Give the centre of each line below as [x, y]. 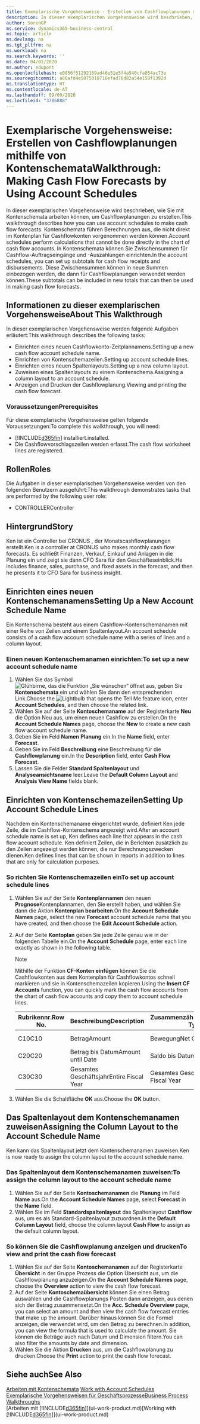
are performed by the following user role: [57, 496]
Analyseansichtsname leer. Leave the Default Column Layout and [96, 775]
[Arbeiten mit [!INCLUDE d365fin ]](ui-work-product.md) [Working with [91, 1408]
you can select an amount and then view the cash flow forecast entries [102, 1311]
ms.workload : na [26, 51]
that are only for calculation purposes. [53, 862]
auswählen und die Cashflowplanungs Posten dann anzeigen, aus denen [104, 1299]
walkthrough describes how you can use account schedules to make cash [97, 223]
